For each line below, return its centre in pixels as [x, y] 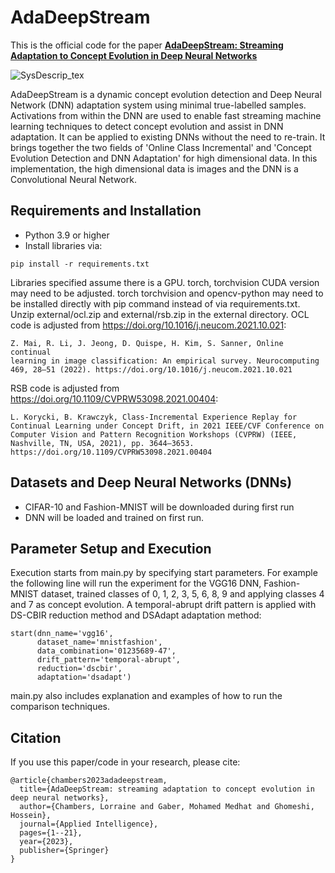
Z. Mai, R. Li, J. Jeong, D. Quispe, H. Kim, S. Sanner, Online [147, 343]
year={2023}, [46, 842]
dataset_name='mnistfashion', [99, 642]
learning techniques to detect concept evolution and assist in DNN [147, 126]
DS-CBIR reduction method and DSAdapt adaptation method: [136, 615]
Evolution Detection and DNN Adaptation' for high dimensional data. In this [164, 158]
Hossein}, [31, 816]
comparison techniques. [60, 707]
